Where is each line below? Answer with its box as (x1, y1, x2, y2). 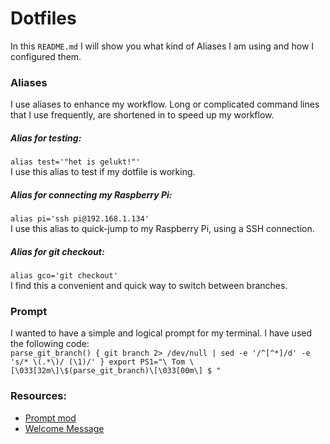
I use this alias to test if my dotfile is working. (10, 166, 196, 178)
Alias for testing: (10, 132, 82, 144)
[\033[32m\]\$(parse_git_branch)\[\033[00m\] (10, 366, 203, 376)
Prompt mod (24, 412, 77, 424)
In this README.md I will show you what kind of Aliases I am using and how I (10, 40, 315, 52)
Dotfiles (10, 7, 77, 30)
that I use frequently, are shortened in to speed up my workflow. (10, 109, 275, 121)
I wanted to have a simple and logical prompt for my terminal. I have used (10, 327, 313, 339)
